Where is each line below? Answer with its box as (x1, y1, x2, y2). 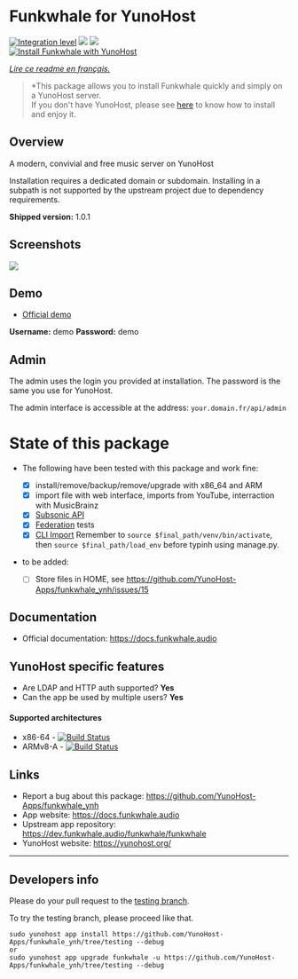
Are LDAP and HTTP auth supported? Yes (21, 683, 175, 693)
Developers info (9, 872, 99, 887)
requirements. (9, 193, 60, 205)
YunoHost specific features (9, 659, 165, 674)
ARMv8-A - (21, 741, 64, 752)
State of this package (9, 433, 170, 454)
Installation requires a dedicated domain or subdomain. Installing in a (9, 175, 261, 186)
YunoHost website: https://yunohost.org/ (21, 838, 171, 849)
